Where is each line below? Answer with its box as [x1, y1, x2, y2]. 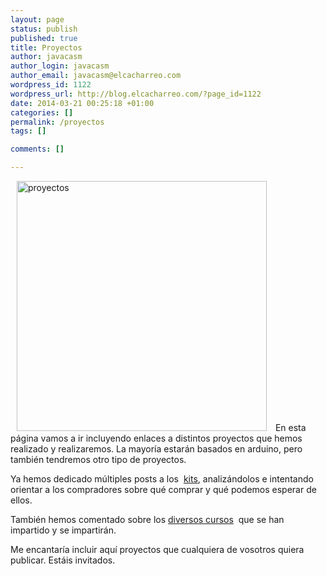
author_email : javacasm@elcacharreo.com [10, 71, 182, 81]
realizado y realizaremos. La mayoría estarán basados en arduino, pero [10, 443, 303, 455]
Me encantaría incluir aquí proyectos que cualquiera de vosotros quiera [10, 544, 305, 555]
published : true [10, 33, 78, 43]
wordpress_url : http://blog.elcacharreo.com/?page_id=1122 [10, 89, 262, 99]
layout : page [10, 14, 65, 25]
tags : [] [10, 126, 47, 136]
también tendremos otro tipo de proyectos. [10, 454, 187, 465]
